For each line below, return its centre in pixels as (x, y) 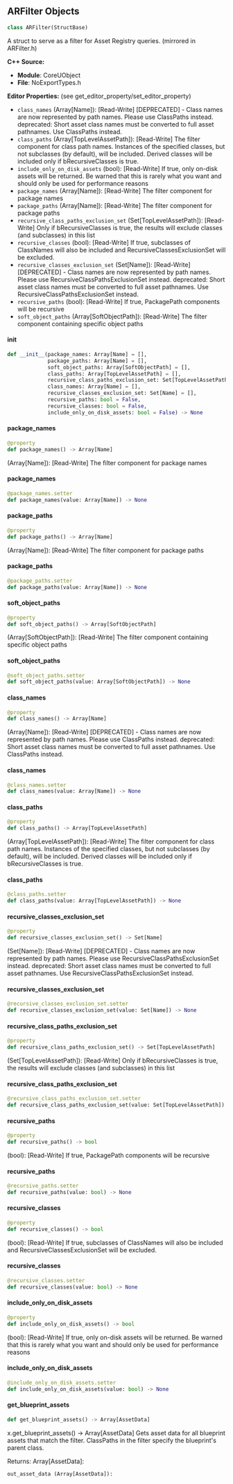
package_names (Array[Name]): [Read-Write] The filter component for (115, 191)
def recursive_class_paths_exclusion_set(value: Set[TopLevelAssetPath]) (116, 1105)
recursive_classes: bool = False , (97, 406)
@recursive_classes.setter (46, 1281)
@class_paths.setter (37, 894)
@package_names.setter (40, 493)
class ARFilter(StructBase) (48, 27)
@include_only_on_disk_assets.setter (62, 1382)
